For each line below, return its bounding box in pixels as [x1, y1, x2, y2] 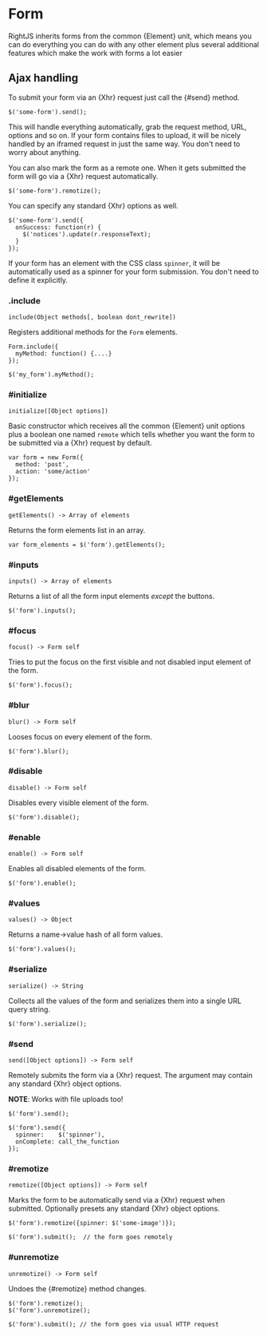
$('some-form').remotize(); [8, 187, 102, 195]
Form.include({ [8, 343, 59, 351]
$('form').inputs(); [8, 606, 77, 615]
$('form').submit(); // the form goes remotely [8, 1233, 173, 1242]
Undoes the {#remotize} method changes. [8, 1283, 147, 1294]
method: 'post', [15, 461, 69, 469]
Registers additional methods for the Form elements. [8, 327, 178, 337]
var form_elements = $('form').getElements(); [8, 541, 166, 549]
